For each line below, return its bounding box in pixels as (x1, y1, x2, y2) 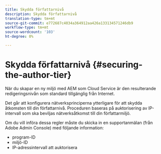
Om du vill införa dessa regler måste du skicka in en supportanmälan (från (5, 120, 153, 125)
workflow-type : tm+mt (5, 25, 49, 30)
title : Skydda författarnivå (5, 7, 64, 12)
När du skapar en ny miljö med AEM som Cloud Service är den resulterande (5, 85, 156, 91)
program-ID (12, 134, 36, 140)
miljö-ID (12, 139, 28, 145)
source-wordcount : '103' (5, 30, 55, 34)
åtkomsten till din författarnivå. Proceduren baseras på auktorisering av (5, 105, 147, 111)
